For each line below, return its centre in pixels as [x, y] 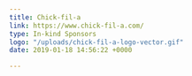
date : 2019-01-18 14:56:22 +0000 [71, 50]
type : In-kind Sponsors [53, 34]
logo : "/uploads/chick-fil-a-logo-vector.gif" [96, 42]
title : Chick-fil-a [45, 17]
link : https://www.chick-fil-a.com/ [77, 26]
